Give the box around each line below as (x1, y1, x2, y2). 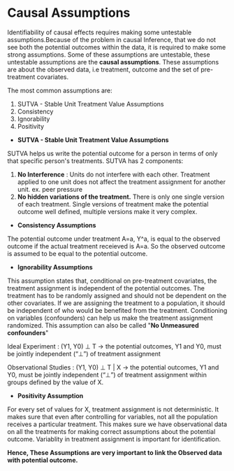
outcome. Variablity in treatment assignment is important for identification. (7, 435, 221, 443)
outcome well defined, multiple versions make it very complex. (17, 207, 198, 216)
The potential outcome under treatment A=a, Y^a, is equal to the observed (7, 234, 221, 243)
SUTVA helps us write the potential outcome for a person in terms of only (7, 149, 218, 157)
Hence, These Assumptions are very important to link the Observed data (7, 448, 222, 456)
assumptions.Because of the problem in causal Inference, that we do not (7, 35, 217, 43)
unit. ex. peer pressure (17, 185, 82, 193)
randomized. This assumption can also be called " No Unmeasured (7, 321, 199, 330)
